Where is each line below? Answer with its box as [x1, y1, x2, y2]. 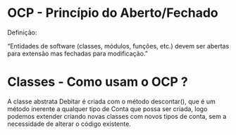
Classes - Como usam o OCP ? [7, 74, 188, 90]
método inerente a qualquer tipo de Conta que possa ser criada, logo [7, 104, 208, 113]
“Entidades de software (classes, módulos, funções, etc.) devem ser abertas [7, 41, 230, 50]
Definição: [7, 28, 37, 37]
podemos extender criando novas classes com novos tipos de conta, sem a [7, 112, 227, 120]
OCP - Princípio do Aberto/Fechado [7, 5, 218, 21]
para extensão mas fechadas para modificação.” [7, 49, 148, 58]
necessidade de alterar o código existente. [7, 120, 132, 128]
